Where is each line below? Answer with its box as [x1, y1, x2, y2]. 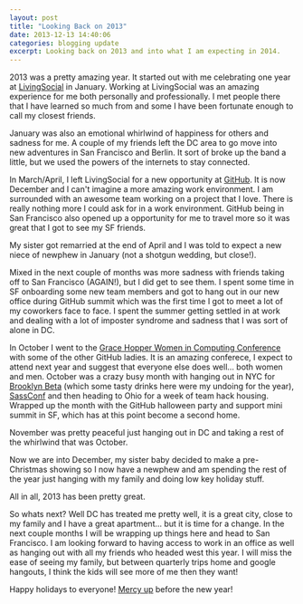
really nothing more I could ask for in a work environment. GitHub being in [9, 203, 285, 214]
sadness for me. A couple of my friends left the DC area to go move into [9, 138, 278, 149]
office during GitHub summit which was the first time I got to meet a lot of [9, 296, 283, 307]
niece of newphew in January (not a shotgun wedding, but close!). [9, 250, 257, 261]
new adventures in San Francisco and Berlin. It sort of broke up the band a [9, 147, 287, 158]
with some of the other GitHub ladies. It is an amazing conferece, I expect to [9, 352, 293, 363]
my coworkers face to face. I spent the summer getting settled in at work [9, 305, 280, 317]
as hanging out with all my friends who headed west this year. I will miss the [9, 547, 292, 558]
